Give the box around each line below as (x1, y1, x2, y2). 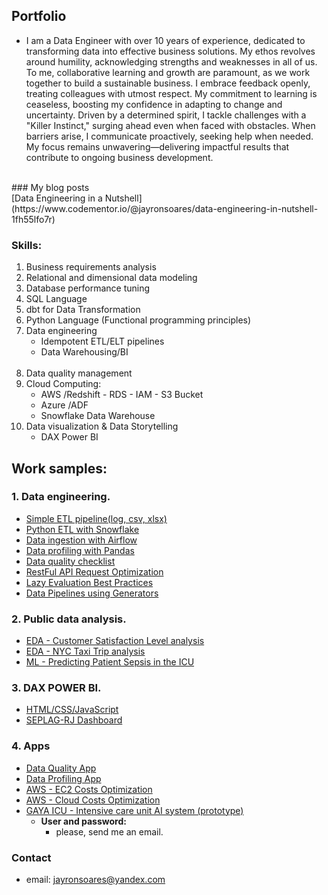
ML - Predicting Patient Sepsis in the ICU (25, 656, 195, 668)
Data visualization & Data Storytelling (25, 420, 179, 433)
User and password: (40, 815, 127, 827)
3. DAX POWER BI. (11, 681, 102, 695)
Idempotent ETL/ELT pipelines (40, 335, 165, 348)
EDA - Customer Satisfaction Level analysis (25, 635, 205, 647)
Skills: (11, 238, 43, 252)
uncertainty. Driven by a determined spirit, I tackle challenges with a (25, 109, 307, 121)
